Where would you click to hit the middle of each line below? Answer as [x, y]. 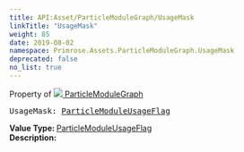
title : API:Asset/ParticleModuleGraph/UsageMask [102, 17]
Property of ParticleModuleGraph [76, 94]
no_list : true [36, 68]
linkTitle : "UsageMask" [54, 26]
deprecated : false [44, 59]
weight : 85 [30, 34]
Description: [33, 137]
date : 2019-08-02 [42, 42]
